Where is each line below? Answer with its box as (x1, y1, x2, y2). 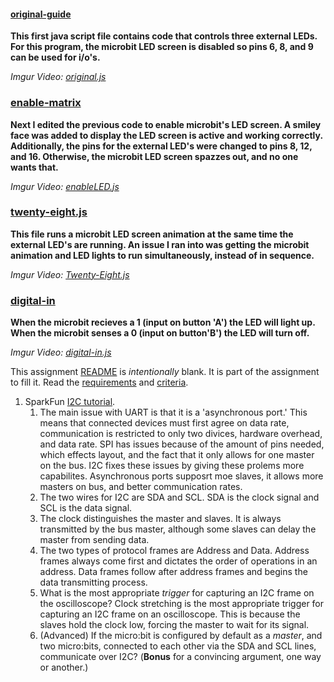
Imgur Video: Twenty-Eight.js (10, 268, 130, 280)
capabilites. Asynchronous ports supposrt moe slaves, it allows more (39, 470, 324, 482)
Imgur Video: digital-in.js (10, 346, 112, 359)
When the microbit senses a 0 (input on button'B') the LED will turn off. (10, 327, 310, 339)
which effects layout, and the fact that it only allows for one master (39, 449, 315, 461)
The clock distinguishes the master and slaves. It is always (39, 513, 282, 525)
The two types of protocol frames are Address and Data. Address (39, 545, 310, 557)
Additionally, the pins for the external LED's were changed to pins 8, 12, (10, 140, 313, 152)
